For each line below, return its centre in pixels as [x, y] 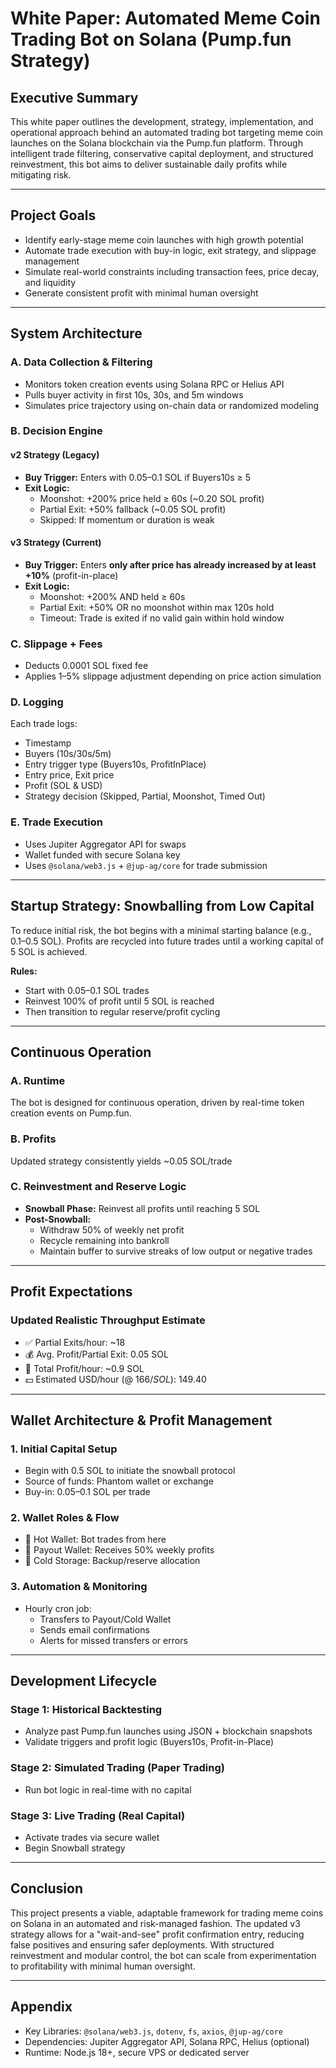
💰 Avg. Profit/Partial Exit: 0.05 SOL [96, 1354]
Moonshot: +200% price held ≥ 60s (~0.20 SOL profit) [152, 498]
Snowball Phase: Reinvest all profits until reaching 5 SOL [142, 1208]
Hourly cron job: [58, 1608]
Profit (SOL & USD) [63, 786]
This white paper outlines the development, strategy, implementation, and [162, 121]
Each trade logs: [44, 724]
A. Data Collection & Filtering [81, 362]
